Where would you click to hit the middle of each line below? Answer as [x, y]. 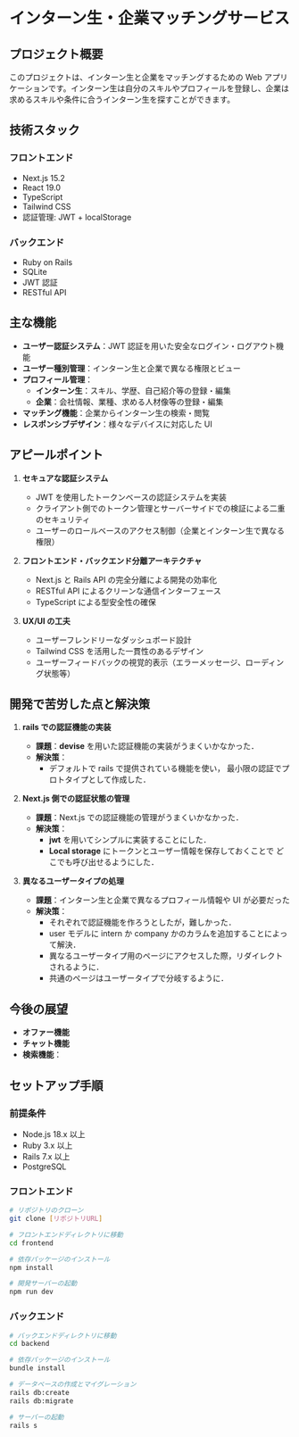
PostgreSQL [44, 1167]
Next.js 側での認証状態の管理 [76, 799]
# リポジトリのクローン [46, 1210]
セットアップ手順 [56, 1085]
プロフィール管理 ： [58, 379]
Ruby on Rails [47, 262]
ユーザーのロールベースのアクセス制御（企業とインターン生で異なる [160, 530]
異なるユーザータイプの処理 [73, 881]
